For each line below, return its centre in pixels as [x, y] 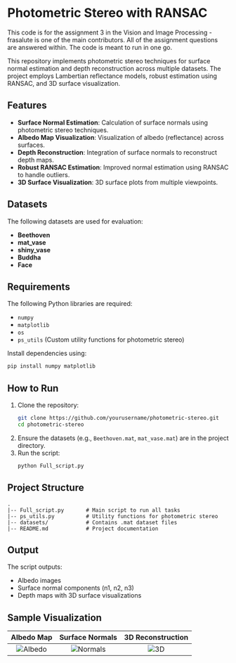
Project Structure [46, 488]
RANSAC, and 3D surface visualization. [64, 83]
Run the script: [39, 453]
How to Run [33, 388]
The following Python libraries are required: [70, 304]
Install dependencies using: [47, 354]
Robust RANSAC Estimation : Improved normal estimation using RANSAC [123, 167]
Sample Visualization [54, 618]
